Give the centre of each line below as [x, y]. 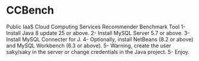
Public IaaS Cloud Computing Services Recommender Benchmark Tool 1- [96, 27]
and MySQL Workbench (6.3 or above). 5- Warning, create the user [89, 46]
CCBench [30, 10]
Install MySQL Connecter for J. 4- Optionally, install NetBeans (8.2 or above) [100, 39]
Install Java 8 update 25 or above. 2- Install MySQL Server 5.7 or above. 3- [98, 33]
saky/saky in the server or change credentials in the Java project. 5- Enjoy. [98, 52]
